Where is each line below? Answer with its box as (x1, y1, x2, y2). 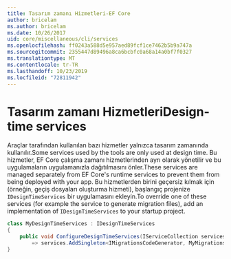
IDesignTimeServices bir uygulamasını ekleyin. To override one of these (7, 192, 207, 200)
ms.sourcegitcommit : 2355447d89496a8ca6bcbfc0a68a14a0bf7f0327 (7, 49, 192, 56)
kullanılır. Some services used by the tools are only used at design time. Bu (7, 149, 218, 157)
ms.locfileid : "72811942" (7, 74, 81, 81)
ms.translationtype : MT (7, 55, 76, 62)
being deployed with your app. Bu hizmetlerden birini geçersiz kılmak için (7, 178, 214, 186)
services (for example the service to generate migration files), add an (7, 200, 203, 208)
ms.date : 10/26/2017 (7, 29, 67, 37)
